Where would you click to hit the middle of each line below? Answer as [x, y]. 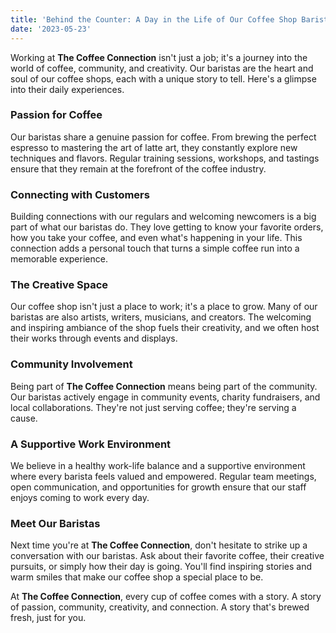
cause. [24, 418]
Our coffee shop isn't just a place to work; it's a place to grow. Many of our [164, 307]
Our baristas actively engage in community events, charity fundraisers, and [165, 397]
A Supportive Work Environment [91, 444]
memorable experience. [59, 259]
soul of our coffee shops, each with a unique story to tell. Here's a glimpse [163, 78]
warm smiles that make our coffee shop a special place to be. [137, 577]
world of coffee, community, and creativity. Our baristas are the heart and [162, 68]
